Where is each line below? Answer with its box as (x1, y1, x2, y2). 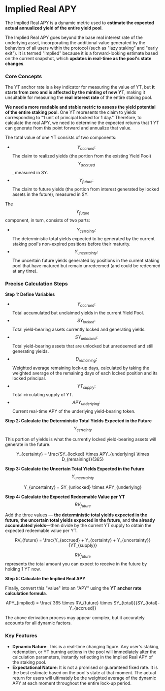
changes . (5, 61, 25, 66)
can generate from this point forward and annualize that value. (5, 125, 132, 131)
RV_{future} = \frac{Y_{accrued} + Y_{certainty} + (14, 537, 116, 543)
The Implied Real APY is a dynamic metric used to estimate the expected (5, 20, 154, 26)
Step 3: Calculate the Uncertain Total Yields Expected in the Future (5, 466, 144, 471)
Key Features (5, 632, 38, 639)
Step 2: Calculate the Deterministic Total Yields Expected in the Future (5, 418, 152, 424)
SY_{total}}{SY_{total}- (113, 600, 160, 606)
